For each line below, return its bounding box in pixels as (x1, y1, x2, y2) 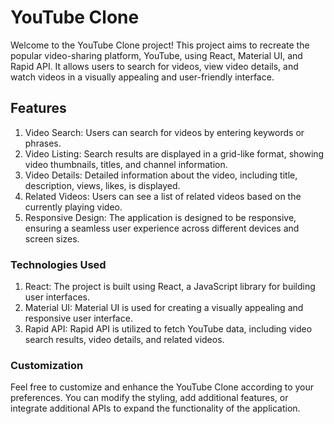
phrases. (24, 137, 62, 149)
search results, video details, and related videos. (24, 334, 225, 346)
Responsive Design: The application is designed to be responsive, (24, 211, 297, 223)
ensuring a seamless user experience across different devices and (24, 222, 300, 234)
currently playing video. (24, 201, 123, 213)
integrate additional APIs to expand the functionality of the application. (10, 402, 301, 415)
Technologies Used (10, 257, 107, 271)
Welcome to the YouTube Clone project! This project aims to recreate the (10, 39, 310, 51)
